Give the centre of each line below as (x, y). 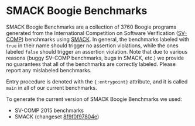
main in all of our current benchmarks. (52, 87)
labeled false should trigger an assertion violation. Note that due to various (97, 51)
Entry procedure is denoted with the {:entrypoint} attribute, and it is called (97, 81)
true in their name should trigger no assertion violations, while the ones (92, 45)
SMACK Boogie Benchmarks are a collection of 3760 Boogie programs (91, 27)
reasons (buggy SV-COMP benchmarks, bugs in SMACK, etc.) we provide (95, 58)
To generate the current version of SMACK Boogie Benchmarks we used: (94, 99)
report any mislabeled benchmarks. (49, 70)
